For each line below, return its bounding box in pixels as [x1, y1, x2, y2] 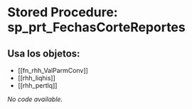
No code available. [7, 95, 63, 103]
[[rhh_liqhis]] [17, 74, 55, 82]
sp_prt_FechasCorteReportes [7, 19, 186, 35]
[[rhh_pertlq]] [17, 81, 58, 89]
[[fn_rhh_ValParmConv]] [17, 67, 89, 74]
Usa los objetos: [7, 47, 80, 59]
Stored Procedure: [7, 4, 119, 21]
